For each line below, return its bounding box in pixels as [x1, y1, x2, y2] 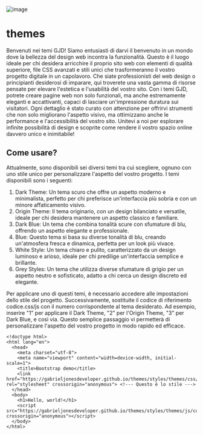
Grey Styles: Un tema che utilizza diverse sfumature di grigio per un [14, 265, 184, 272]
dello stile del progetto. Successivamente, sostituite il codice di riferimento [6, 296, 192, 303]
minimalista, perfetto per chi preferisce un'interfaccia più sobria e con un [14, 195, 197, 202]
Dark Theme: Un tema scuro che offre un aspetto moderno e [14, 188, 166, 196]
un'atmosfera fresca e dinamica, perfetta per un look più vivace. [14, 239, 175, 247]
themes [6, 27, 45, 40]
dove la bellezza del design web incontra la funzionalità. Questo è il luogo [6, 53, 189, 60]
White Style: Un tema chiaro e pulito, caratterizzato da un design [14, 246, 176, 253]
